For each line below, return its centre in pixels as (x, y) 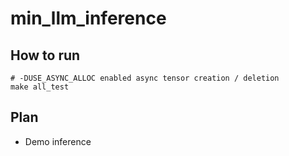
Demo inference (58, 141)
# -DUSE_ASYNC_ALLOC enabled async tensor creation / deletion (145, 78)
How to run (45, 55)
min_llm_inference (88, 18)
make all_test (40, 87)
